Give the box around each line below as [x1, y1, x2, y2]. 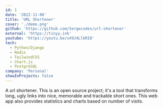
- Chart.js [10, 59, 33, 64]
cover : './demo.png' [5, 21, 49, 27]
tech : [5, 41, 17, 46]
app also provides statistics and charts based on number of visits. [5, 98, 144, 104]
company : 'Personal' [5, 69, 49, 74]
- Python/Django [10, 45, 44, 50]
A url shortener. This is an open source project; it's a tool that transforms [5, 87, 158, 93]
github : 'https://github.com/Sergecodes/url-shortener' [5, 26, 126, 31]
